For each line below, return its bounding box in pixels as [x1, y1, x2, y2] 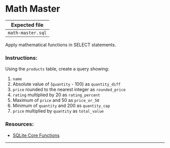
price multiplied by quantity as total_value [12, 108, 104, 114]
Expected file [11, 21, 44, 28]
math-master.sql [8, 30, 47, 35]
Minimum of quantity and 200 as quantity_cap [12, 102, 110, 109]
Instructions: [5, 54, 38, 61]
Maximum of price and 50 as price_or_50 [12, 97, 100, 103]
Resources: [5, 121, 34, 128]
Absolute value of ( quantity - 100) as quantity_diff [12, 81, 121, 87]
